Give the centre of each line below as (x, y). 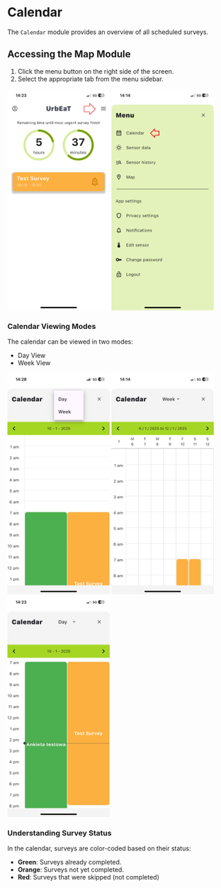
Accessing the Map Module (69, 54)
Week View (34, 363)
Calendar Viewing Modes (52, 326)
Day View (32, 356)
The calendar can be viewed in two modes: (70, 342)
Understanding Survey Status (59, 833)
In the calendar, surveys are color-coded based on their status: (99, 848)
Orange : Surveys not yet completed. (70, 870)
